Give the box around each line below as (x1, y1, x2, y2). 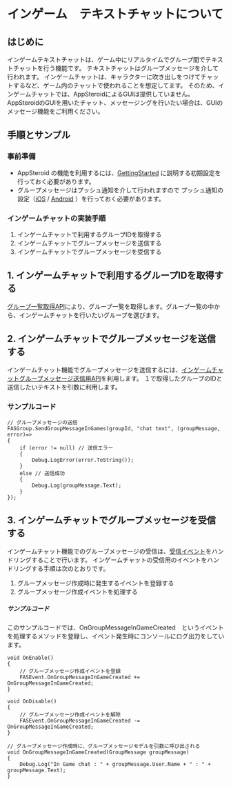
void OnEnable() (7, 654, 54, 661)
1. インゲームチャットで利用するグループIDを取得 (7, 270, 215, 281)
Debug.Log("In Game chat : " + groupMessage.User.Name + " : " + (19, 760, 212, 767)
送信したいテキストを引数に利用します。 (7, 383, 122, 391)
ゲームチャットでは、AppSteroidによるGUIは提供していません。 (12, 90, 194, 98)
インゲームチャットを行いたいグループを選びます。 (19, 311, 163, 319)
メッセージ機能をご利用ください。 (7, 108, 104, 115)
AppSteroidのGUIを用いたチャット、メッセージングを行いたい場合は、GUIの (7, 99, 223, 107)
